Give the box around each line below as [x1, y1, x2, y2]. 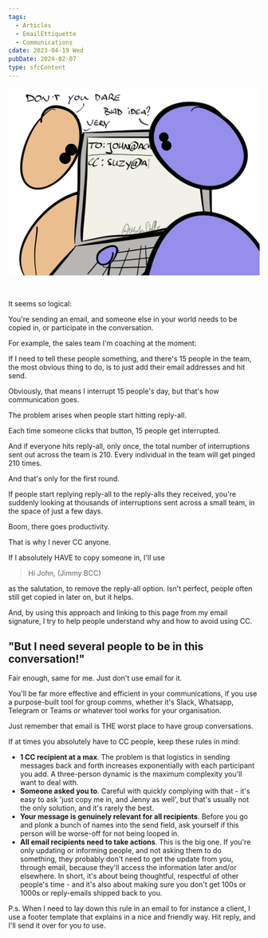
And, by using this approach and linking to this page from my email [8, 608, 228, 617]
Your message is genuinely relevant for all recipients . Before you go [19, 812, 249, 821]
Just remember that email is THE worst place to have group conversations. [8, 721, 254, 731]
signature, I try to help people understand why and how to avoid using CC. [8, 617, 253, 626]
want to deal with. [19, 778, 79, 788]
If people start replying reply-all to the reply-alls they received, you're [8, 489, 237, 499]
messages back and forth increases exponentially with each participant [19, 760, 255, 771]
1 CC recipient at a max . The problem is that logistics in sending [19, 752, 231, 762]
